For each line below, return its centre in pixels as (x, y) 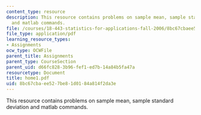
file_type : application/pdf (41, 34)
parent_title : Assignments (40, 56)
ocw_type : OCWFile (29, 51)
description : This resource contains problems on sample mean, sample (96, 17)
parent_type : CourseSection (41, 61)
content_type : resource (36, 12)
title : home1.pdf (28, 78)
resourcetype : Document (36, 73)
